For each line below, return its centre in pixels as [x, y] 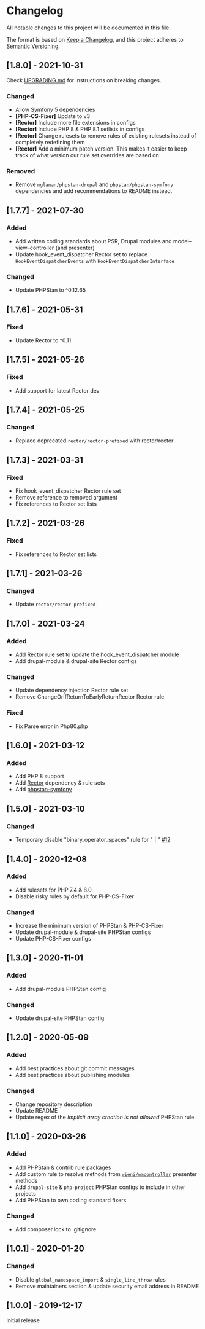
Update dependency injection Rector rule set [72, 690]
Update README [36, 1111]
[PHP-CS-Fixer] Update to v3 [53, 116]
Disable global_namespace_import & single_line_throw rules [91, 1279]
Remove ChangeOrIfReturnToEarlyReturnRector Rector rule [90, 697]
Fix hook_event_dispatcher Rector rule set [68, 491]
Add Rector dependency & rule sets [60, 783]
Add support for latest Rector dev [57, 390]
